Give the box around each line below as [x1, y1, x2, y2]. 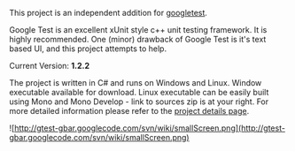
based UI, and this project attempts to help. [9, 43, 167, 54]
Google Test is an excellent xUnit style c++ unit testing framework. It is [9, 25, 268, 34]
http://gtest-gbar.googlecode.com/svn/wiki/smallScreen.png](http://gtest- [14, 123, 286, 133]
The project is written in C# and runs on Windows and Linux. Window [9, 78, 262, 87]
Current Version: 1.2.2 [9, 61, 90, 71]
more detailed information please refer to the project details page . [9, 106, 250, 116]
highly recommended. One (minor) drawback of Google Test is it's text [9, 34, 267, 44]
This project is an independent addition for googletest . [9, 8, 208, 18]
